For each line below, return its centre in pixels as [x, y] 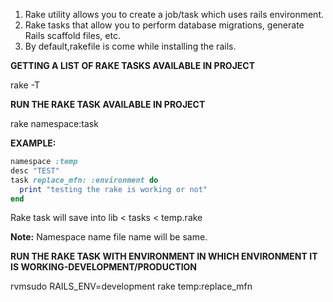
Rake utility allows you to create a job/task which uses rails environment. [174, 14]
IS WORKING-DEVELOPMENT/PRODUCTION [104, 267]
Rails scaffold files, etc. [72, 35]
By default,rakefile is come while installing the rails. [130, 46]
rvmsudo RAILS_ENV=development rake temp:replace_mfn [131, 286]
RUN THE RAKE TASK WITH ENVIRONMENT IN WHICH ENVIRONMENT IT [164, 256]
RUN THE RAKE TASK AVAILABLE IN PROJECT [108, 104]
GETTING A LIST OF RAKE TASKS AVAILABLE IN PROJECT [133, 65]
